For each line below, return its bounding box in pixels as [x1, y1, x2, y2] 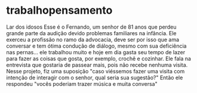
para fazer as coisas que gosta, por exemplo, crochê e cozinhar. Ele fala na [6, 55, 191, 62]
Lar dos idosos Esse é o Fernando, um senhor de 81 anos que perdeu [6, 23, 177, 30]
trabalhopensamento [6, 4, 113, 17]
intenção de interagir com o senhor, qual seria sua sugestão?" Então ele [6, 74, 183, 81]
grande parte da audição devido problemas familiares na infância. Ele [6, 29, 177, 36]
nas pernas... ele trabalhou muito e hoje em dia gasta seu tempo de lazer [6, 48, 186, 55]
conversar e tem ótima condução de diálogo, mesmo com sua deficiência [6, 42, 187, 49]
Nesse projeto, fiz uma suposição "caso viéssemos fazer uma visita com [6, 67, 185, 75]
